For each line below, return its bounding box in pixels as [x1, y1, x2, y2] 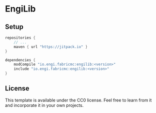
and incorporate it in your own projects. [5, 102, 84, 108]
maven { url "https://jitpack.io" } [14, 44, 88, 49]
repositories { [5, 35, 36, 40]
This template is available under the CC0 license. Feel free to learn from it [5, 97, 152, 103]
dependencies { [5, 57, 36, 62]
